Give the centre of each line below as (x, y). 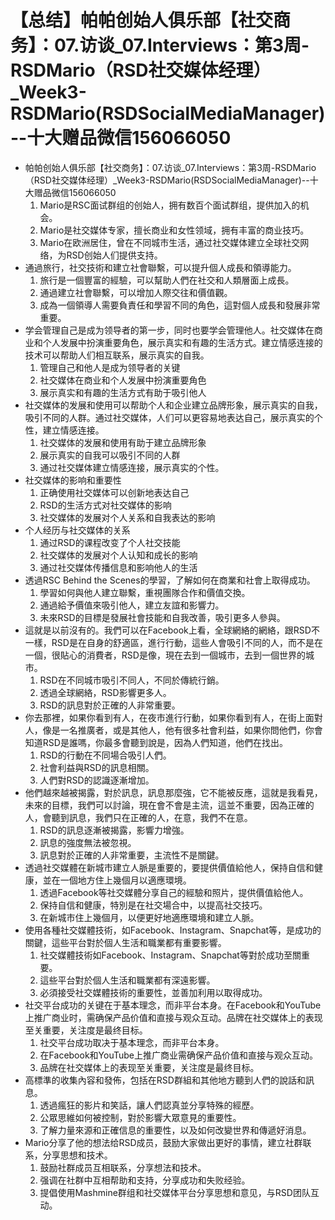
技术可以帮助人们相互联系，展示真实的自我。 (117, 355)
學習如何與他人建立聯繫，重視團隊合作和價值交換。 (145, 592)
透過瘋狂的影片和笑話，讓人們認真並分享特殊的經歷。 (149, 1105)
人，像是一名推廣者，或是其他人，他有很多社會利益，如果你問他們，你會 (173, 730)
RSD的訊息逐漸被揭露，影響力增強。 (114, 830)
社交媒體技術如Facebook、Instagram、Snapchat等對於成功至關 (170, 955)
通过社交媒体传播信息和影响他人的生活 (118, 567)
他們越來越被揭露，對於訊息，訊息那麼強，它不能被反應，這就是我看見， (173, 792)
